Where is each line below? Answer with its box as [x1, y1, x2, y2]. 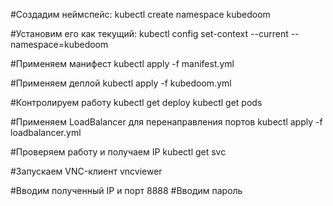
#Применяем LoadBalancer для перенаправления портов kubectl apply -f [10, 116, 323, 128]
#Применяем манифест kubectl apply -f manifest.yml [10, 58, 235, 69]
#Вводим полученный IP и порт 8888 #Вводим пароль [10, 185, 243, 196]
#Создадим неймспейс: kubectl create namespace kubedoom [10, 9, 271, 20]
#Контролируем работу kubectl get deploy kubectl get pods [10, 97, 263, 108]
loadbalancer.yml [10, 127, 82, 138]
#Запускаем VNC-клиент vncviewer [10, 165, 163, 177]
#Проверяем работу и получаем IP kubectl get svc [10, 146, 227, 158]
